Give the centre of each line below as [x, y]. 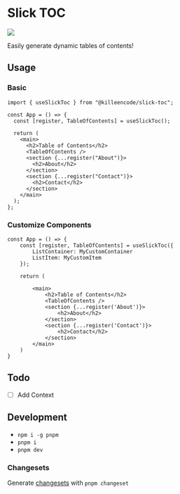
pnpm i [27, 442]
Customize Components [49, 224]
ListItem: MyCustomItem [67, 258]
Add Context [36, 395]
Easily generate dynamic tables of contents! [71, 45]
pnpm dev [30, 450]
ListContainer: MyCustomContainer [83, 251]
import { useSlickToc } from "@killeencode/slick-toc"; [90, 102]
